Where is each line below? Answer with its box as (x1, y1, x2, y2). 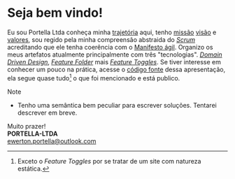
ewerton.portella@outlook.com (7, 136, 97, 145)
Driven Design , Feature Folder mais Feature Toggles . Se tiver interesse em (7, 57, 222, 66)
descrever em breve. (17, 108, 78, 117)
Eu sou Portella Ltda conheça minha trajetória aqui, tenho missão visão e (7, 28, 217, 36)
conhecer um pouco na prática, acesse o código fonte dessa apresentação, (7, 65, 226, 73)
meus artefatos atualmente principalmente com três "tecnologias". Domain (7, 50, 222, 59)
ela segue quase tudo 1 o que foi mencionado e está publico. (7, 72, 180, 82)
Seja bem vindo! (7, 5, 104, 21)
